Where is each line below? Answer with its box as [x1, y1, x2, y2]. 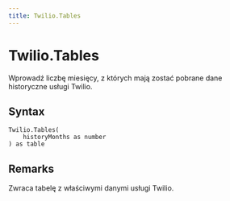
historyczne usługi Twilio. [8, 81, 93, 91]
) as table [8, 140, 45, 149]
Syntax [8, 105, 45, 118]
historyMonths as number [23, 133, 107, 142]
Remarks [8, 162, 55, 175]
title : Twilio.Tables [8, 11, 82, 20]
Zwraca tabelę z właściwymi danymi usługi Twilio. [8, 183, 174, 193]
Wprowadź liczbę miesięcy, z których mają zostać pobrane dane [8, 73, 223, 83]
